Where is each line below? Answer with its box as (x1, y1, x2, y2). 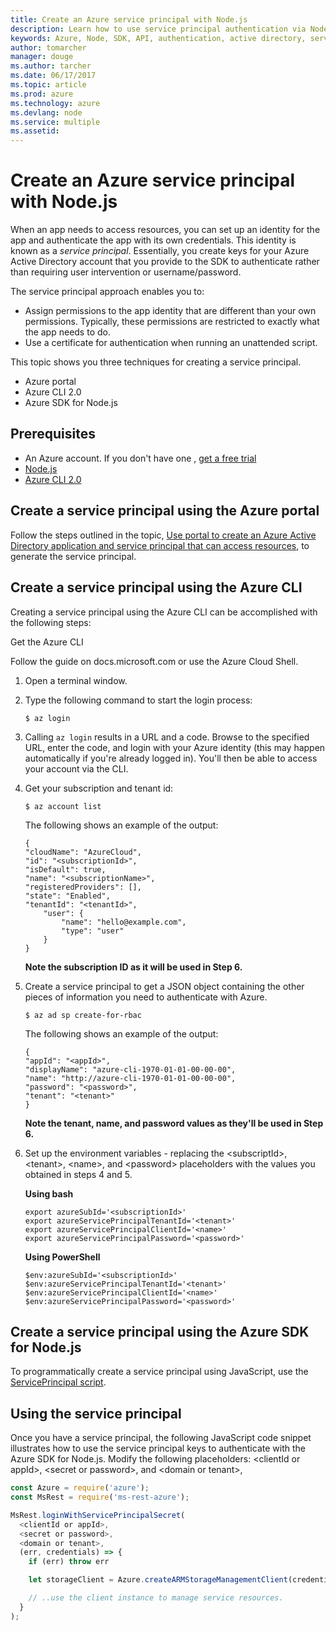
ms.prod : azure (10, 89, 74, 99)
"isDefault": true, (24, 864, 107, 875)
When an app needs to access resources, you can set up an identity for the (10, 224, 321, 236)
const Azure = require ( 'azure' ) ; (10, 1483, 150, 1493)
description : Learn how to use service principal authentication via (10, 24, 307, 34)
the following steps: (10, 616, 92, 628)
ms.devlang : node (10, 107, 83, 118)
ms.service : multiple (10, 117, 101, 127)
